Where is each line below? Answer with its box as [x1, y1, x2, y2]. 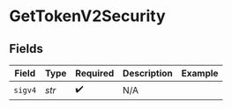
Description [122, 68, 174, 79]
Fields [9, 41, 44, 56]
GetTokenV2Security [9, 6, 166, 26]
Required [74, 68, 115, 79]
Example [181, 68, 219, 79]
